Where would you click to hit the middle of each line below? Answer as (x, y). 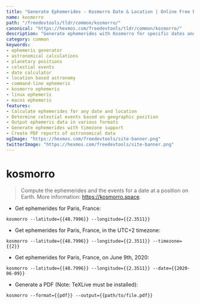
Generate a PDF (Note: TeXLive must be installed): (76, 284)
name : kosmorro (25, 17)
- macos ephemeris (29, 100)
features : (18, 106)
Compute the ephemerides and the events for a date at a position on (104, 190)
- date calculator (29, 73)
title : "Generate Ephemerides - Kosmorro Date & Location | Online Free (98, 12)
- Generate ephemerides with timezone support (65, 128)
